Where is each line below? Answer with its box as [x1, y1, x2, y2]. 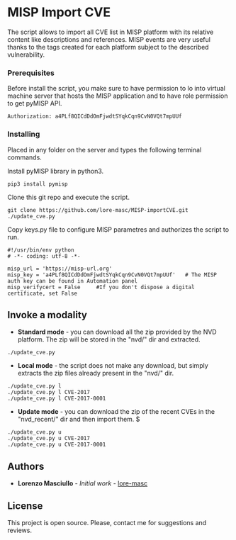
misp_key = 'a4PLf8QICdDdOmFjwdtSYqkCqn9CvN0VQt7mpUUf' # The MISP [7, 271, 218, 279]
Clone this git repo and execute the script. [7, 193, 130, 201]
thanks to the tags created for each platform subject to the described [7, 43, 209, 51]
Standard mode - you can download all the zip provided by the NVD [17, 327, 218, 337]
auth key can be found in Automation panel [7, 277, 138, 284]
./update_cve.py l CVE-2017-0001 [7, 395, 106, 403]
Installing [7, 129, 40, 139]
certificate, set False [7, 290, 78, 297]
